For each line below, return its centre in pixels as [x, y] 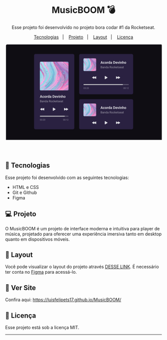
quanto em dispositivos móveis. [38, 239]
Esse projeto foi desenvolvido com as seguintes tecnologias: [67, 177]
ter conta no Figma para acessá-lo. [41, 272]
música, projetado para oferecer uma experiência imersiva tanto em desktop [83, 234]
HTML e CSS [26, 187]
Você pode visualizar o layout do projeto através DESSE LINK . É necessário [82, 267]
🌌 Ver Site [21, 288]
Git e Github [25, 192]
